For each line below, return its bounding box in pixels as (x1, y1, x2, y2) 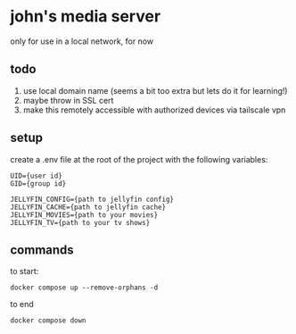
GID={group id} (10, 179, 67, 188)
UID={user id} (10, 171, 63, 180)
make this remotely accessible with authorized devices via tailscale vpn (22, 104, 286, 115)
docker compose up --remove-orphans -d (10, 283, 159, 292)
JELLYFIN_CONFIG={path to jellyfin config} (10, 195, 175, 204)
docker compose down (10, 316, 87, 325)
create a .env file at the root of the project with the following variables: (10, 154, 268, 164)
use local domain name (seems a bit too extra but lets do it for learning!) (22, 85, 288, 96)
